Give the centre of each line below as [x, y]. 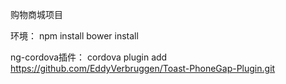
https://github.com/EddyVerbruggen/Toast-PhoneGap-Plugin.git [143, 68]
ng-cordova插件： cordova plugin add [89, 57]
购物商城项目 [36, 14]
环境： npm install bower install [74, 36]
